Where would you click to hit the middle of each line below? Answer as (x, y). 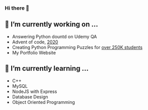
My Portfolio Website (34, 52)
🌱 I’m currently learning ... (47, 68)
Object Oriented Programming (44, 102)
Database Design (30, 97)
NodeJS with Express (34, 91)
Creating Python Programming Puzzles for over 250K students (77, 47)
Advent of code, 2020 (35, 42)
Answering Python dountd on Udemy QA (54, 36)
